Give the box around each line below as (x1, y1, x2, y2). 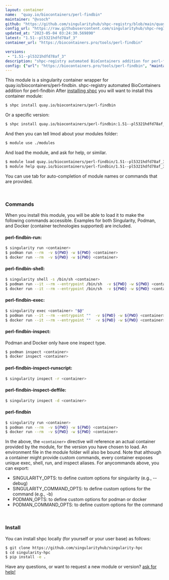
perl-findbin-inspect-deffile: (5, 387, 66, 393)
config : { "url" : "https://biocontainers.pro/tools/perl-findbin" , (5, 63, 147, 68)
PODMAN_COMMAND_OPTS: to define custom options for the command (12, 502, 163, 508)
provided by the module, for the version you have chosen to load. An (5, 444, 147, 450)
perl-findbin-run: (5, 234, 42, 240)
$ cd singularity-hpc (5, 550, 51, 555)
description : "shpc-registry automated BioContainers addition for (5, 58, 150, 63)
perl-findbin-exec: (5, 297, 45, 303)
